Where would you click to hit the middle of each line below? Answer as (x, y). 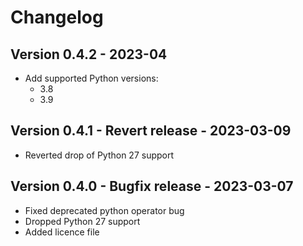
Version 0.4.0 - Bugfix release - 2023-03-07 (152, 186)
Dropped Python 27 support (82, 221)
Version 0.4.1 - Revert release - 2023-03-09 (151, 131)
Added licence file (62, 232)
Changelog (57, 17)
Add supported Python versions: (91, 78)
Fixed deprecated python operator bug (104, 210)
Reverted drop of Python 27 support (99, 155)
